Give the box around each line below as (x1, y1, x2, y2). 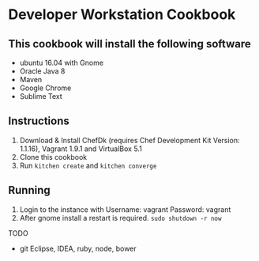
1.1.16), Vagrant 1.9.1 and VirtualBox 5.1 (19, 144, 142, 153)
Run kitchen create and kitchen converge (19, 161, 157, 170)
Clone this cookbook (19, 152, 88, 161)
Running (8, 183, 51, 197)
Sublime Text (19, 92, 63, 100)
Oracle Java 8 (19, 66, 66, 76)
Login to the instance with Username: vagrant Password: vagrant (19, 204, 231, 214)
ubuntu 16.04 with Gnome (19, 58, 104, 67)
